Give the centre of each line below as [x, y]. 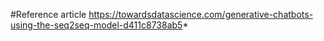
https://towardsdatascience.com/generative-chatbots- [201, 14]
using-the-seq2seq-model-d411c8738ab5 [96, 25]
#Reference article [48, 14]
